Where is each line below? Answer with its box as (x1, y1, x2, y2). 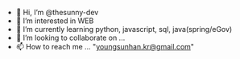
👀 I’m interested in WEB (15, 16, 94, 26)
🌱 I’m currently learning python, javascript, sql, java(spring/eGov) (15, 25, 233, 33)
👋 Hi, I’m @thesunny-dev (15, 8, 99, 17)
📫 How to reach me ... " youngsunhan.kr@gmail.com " (15, 42, 195, 51)
